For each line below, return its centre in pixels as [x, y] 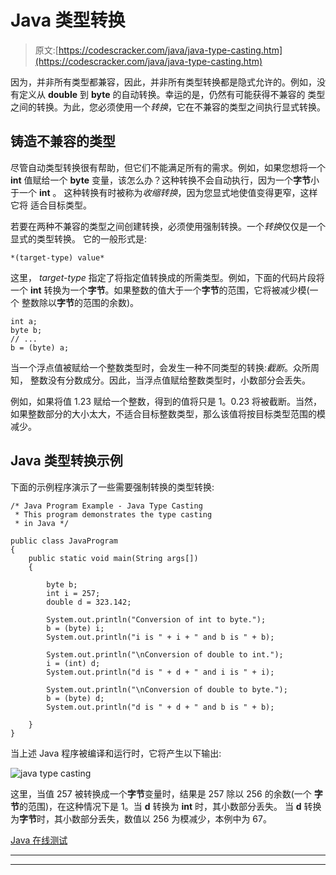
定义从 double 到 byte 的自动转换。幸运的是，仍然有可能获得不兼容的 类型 [172, 94]
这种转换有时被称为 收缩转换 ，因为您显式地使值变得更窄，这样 [190, 192]
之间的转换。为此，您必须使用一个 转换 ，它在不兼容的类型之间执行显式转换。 [168, 107]
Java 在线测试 [39, 840]
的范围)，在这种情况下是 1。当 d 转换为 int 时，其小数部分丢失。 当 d [160, 806]
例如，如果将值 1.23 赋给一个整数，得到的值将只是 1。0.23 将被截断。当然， [166, 401]
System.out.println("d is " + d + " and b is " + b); [160, 707]
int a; [24, 321]
